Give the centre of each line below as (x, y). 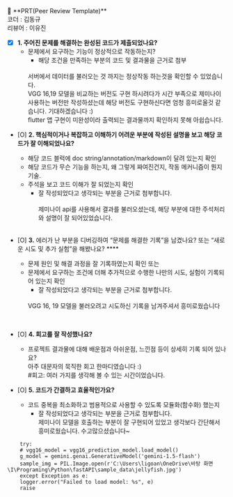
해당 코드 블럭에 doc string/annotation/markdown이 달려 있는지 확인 (122, 158)
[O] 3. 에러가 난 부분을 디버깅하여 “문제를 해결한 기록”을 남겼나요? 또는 (113, 240)
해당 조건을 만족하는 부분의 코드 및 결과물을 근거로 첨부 (112, 60)
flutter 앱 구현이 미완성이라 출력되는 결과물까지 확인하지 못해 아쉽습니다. (125, 120)
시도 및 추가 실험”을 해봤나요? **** (72, 249)
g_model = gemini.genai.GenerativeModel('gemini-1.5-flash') (110, 457)
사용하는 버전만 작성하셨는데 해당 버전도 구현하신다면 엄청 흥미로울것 (121, 102)
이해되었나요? (56, 144)
